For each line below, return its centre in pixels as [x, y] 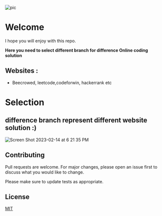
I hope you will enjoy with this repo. [40, 41]
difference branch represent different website [76, 120]
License [17, 197]
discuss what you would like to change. [45, 172]
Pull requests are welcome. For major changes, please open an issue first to [81, 167]
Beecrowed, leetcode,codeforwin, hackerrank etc [62, 83]
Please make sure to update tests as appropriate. [54, 181]
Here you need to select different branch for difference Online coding [77, 50]
